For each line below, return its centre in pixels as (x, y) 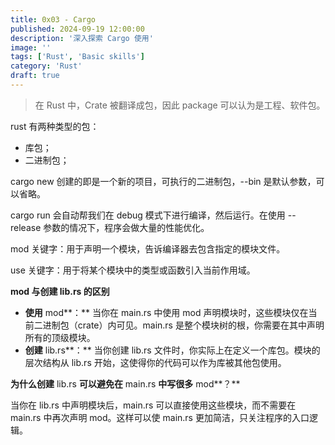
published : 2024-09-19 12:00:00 (77, 29)
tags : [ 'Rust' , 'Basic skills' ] (77, 57)
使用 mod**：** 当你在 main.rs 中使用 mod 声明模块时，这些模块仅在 (166, 312)
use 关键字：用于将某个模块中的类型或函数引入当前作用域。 (133, 270)
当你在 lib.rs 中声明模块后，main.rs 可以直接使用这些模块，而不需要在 (153, 405)
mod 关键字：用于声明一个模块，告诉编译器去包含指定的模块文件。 (148, 248)
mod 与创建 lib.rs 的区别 (60, 291)
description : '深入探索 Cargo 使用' (82, 38)
